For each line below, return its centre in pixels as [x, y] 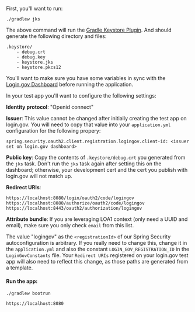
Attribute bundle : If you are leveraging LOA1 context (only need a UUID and [97, 219]
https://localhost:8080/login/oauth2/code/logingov [70, 198]
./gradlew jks [23, 19]
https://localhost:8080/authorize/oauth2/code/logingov [75, 203]
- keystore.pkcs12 [39, 67]
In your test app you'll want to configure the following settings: [81, 96]
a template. [20, 268]
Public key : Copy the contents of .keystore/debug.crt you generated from [96, 157]
